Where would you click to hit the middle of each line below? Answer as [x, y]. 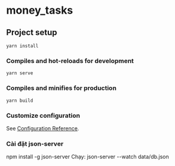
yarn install [22, 46]
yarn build [20, 101]
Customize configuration [43, 115]
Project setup [32, 32]
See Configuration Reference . [43, 128]
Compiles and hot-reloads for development [70, 61]
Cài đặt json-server [35, 143]
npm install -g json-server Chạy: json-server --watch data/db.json [87, 157]
